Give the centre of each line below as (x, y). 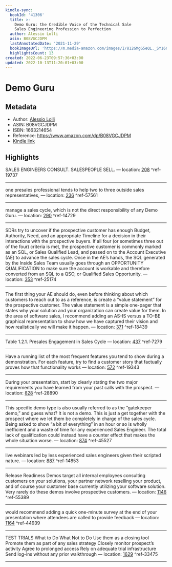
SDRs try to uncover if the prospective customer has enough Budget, (78, 230)
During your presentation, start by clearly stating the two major (72, 382)
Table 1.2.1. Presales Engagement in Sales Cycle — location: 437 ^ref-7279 (84, 342)
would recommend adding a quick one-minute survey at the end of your (81, 512)
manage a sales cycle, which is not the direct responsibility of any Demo (81, 210)
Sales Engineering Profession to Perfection (63, 29)
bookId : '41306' (27, 15)
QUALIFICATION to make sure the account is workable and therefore (78, 269)
